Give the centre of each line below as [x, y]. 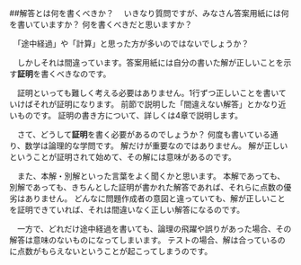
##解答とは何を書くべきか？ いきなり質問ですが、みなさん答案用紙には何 [149, 13]
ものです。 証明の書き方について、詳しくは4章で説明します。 [130, 115]
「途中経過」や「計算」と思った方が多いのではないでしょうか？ [133, 44]
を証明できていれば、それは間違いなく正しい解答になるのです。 [127, 210]
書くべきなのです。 [75, 74]
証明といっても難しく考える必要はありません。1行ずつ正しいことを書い [148, 93]
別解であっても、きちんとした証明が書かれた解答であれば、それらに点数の [146, 187]
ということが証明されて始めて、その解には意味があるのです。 [123, 157]
